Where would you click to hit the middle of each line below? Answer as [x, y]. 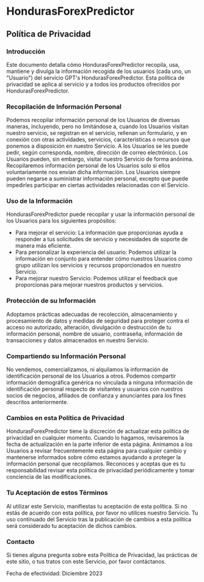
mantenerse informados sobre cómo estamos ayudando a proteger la [94, 458]
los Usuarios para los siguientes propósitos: [61, 221]
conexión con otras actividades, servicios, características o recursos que [98, 140]
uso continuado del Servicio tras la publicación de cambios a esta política [99, 519]
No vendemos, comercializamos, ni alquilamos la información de [87, 370]
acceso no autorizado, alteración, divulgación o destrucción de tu [89, 327]
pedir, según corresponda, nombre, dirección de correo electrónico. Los [97, 153]
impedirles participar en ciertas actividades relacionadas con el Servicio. [98, 185]
